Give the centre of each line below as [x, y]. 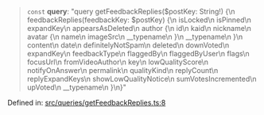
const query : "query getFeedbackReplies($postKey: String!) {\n [131, 11]
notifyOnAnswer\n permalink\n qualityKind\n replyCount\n [122, 70]
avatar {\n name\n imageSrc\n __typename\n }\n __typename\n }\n [135, 36]
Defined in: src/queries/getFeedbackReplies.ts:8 [87, 103]
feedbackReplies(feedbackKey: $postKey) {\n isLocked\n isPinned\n [139, 20]
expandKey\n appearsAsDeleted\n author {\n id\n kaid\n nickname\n [139, 28]
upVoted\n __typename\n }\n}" [76, 87]
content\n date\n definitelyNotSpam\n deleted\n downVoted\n [128, 45]
